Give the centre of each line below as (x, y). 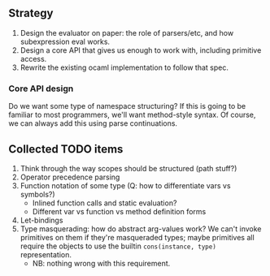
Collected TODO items (66, 149)
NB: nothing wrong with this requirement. (101, 263)
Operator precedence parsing (70, 177)
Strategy (31, 13)
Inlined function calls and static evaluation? (105, 203)
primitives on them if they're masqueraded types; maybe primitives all (137, 237)
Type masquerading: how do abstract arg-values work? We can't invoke (141, 229)
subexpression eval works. (65, 41)
